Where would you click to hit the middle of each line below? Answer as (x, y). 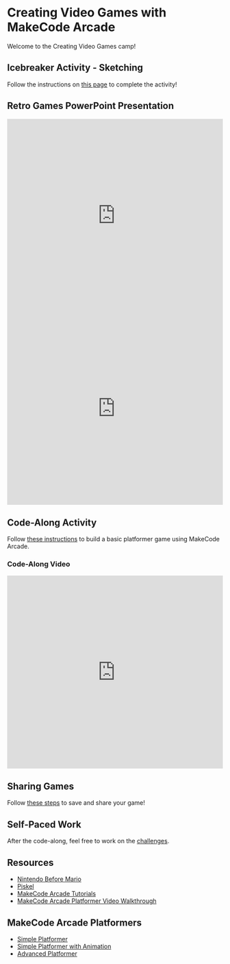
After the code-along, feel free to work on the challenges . (88, 841)
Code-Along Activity (52, 522)
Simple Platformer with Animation (64, 946)
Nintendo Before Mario (49, 879)
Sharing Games (41, 787)
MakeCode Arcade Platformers (75, 922)
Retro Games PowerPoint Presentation (91, 106)
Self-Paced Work (44, 824)
